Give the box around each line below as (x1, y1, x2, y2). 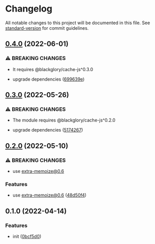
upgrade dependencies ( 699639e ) (12, 76, 85, 82)
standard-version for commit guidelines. (5, 25, 89, 31)
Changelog (5, 3, 53, 15)
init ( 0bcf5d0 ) (12, 233, 41, 239)
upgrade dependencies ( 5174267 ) (12, 127, 83, 133)
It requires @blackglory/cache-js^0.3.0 (12, 66, 93, 72)
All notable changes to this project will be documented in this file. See (5, 20, 150, 26)
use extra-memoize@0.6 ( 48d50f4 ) (12, 192, 87, 198)
